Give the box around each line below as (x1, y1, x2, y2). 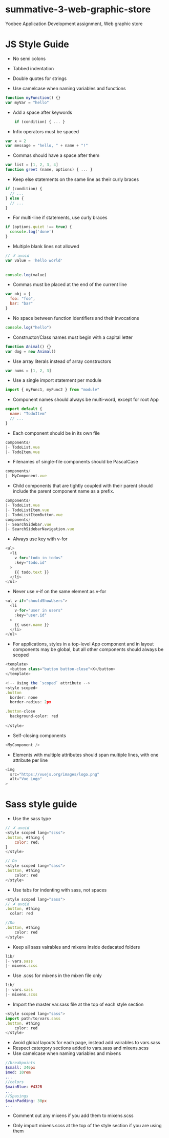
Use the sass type (12, 816, 51, 822)
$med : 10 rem (5, 1070, 31, 1075)
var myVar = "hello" (5, 100, 50, 105)
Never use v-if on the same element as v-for (12, 588, 107, 595)
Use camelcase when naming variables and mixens (12, 1050, 121, 1056)
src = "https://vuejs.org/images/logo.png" (10, 771, 100, 777)
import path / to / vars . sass (5, 1016, 60, 1021)
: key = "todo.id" (14, 560, 47, 565)
